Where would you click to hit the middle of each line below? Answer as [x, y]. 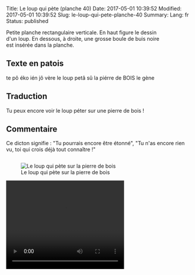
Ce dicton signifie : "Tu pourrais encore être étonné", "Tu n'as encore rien [95, 143]
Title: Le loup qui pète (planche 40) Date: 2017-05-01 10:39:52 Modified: [94, 9]
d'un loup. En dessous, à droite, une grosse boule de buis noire [83, 39]
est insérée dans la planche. [40, 45]
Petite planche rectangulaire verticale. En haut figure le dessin [82, 32]
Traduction [27, 96]
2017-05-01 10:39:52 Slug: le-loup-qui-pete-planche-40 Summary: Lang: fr [97, 15]
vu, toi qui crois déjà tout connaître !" [51, 149]
